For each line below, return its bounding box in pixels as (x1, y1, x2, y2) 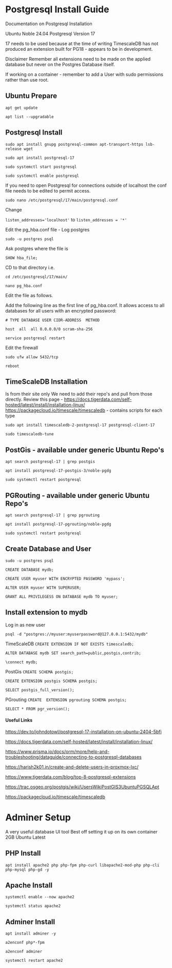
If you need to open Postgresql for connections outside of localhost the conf (5, 182, 167, 188)
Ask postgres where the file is (5, 245, 68, 251)
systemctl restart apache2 (5, 958, 63, 963)
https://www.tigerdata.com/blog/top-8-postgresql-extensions (5, 773, 136, 780)
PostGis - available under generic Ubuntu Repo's (5, 446, 164, 454)
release (5, 146, 22, 151)
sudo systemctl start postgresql (5, 164, 77, 169)
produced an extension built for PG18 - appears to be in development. (5, 46, 153, 52)
